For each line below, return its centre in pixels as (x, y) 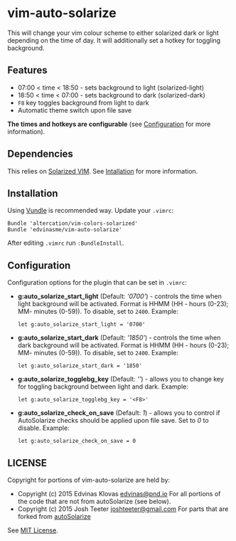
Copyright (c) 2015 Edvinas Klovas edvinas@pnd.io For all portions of (119, 494)
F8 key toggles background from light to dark (83, 103)
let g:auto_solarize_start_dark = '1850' (80, 366)
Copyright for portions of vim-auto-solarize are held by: (89, 480)
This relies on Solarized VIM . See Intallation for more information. (103, 171)
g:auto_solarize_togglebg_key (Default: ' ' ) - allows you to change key (120, 379)
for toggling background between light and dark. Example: (103, 387)
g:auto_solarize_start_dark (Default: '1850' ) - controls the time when (119, 338)
